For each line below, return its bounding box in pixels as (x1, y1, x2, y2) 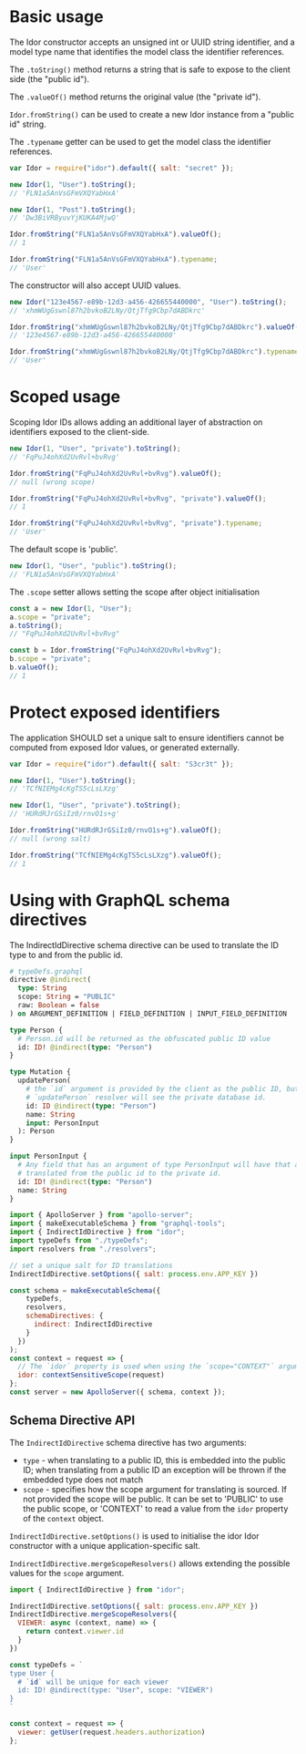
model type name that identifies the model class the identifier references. (9, 46, 285, 57)
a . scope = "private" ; (9, 613, 92, 622)
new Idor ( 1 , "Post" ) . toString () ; (9, 205, 137, 214)
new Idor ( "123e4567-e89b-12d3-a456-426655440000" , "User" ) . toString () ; (9, 297, 287, 306)
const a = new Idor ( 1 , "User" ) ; (9, 604, 132, 613)
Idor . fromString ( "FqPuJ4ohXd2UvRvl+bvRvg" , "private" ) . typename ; (9, 519, 262, 528)
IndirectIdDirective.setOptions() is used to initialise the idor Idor (9, 1530, 260, 1542)
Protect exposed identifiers (9, 702, 220, 722)
